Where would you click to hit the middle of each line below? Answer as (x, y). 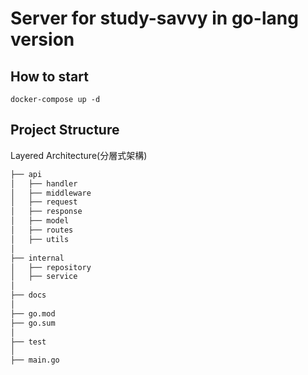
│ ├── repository (51, 267)
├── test (28, 342)
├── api (26, 174)
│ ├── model (40, 221)
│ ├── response (46, 212)
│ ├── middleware (51, 193)
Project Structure (65, 130)
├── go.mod (33, 313)
